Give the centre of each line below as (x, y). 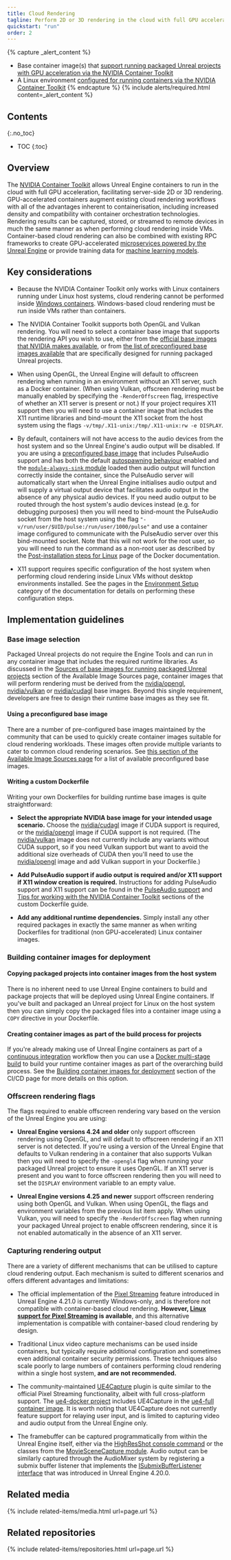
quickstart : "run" (33, 26)
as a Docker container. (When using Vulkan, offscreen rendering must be (120, 388)
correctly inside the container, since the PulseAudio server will (105, 475)
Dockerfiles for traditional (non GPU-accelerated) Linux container (110, 932)
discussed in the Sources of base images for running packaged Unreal (107, 669)
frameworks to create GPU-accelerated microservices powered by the (107, 243)
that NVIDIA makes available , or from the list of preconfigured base (112, 346)
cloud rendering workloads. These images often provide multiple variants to (114, 744)
